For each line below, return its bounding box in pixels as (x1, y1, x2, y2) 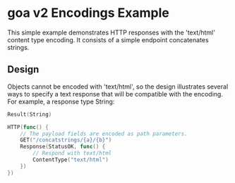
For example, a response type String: (7, 97, 115, 106)
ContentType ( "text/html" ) (32, 156, 109, 163)
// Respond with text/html (32, 150, 112, 157)
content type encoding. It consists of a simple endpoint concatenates (7, 35, 210, 44)
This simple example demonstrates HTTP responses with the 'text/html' (7, 28, 215, 37)
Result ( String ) (7, 111, 52, 118)
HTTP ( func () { (7, 123, 49, 131)
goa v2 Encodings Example (7, 5, 169, 21)
